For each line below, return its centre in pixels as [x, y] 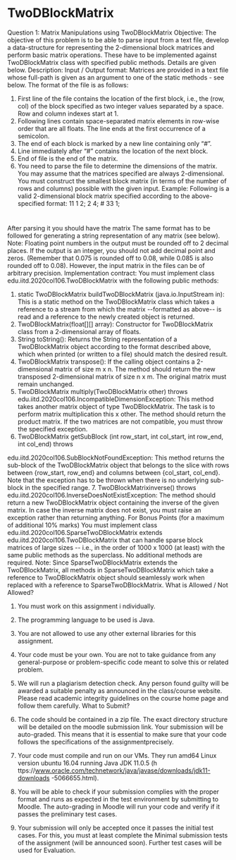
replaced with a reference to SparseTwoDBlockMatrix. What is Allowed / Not [118, 585]
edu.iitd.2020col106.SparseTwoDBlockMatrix [73, 533]
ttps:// [26, 770]
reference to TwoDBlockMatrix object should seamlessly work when [106, 578]
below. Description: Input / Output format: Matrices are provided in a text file [118, 70]
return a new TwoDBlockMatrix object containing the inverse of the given [113, 503]
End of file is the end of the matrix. [68, 158]
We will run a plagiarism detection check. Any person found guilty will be [123, 683]
